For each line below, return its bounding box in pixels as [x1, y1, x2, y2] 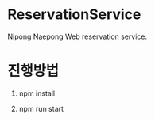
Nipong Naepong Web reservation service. [7, 32, 148, 41]
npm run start [18, 104, 64, 113]
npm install [18, 89, 56, 98]
